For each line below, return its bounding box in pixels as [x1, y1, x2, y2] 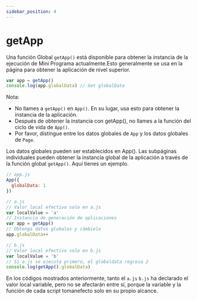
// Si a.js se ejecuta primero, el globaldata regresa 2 [6, 259, 149, 265]
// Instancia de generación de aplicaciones [6, 215, 117, 221]
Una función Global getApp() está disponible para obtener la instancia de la [6, 54, 188, 61]
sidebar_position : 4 [6, 8, 57, 15]
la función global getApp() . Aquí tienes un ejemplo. [6, 160, 129, 167]
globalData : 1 [11, 183, 46, 189]
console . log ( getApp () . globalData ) [6, 264, 91, 270]
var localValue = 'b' [6, 253, 59, 259]
